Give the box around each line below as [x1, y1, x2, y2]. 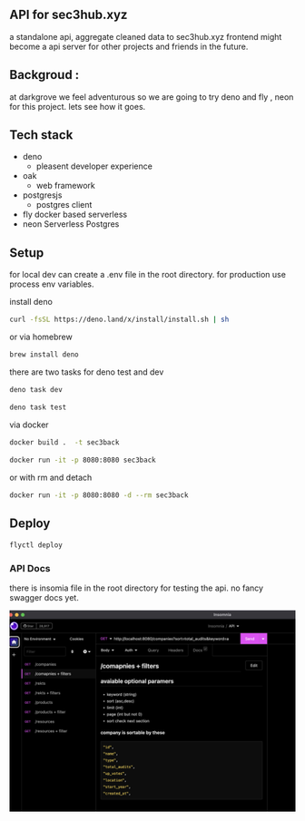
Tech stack [9, 127, 74, 143]
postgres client [35, 200, 93, 210]
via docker [9, 419, 49, 430]
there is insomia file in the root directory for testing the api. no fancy [9, 582, 264, 593]
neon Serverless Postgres [22, 219, 120, 230]
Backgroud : [9, 67, 80, 83]
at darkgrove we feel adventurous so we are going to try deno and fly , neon [9, 91, 294, 103]
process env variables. [9, 279, 94, 289]
